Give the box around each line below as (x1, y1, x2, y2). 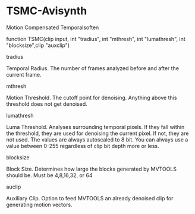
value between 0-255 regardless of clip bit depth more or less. (6, 142, 159, 149)
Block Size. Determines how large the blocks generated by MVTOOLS (6, 165, 177, 172)
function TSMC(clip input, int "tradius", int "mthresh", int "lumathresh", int (6, 35, 185, 42)
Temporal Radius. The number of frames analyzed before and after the (6, 64, 180, 72)
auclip (6, 183, 21, 190)
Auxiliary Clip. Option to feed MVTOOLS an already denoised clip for (6, 194, 174, 202)
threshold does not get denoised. (6, 100, 87, 108)
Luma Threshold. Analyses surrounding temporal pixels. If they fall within (6, 123, 185, 130)
